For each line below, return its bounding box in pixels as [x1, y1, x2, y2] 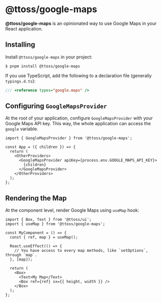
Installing [5, 41, 35, 49]
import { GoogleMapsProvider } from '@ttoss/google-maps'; [5, 136, 133, 141]
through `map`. [5, 252, 37, 258]
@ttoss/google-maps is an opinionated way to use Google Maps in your [5, 20, 157, 26]
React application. [5, 25, 43, 31]
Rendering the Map [5, 194, 67, 202]
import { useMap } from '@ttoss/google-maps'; [5, 221, 105, 226]
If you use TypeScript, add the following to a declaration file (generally [5, 72, 152, 79]
